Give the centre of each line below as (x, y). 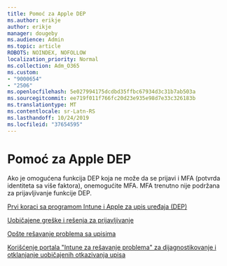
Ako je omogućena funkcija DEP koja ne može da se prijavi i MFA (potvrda (114, 178)
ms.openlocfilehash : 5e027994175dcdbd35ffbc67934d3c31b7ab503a (102, 92)
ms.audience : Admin (36, 40)
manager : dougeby (33, 33)
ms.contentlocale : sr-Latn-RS (51, 111)
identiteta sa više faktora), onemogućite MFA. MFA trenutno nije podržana (113, 185)
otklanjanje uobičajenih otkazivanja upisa (67, 255)
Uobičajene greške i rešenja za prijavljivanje (71, 220)
